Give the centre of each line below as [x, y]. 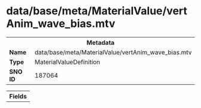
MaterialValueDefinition [68, 62]
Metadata [100, 42]
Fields [18, 96]
